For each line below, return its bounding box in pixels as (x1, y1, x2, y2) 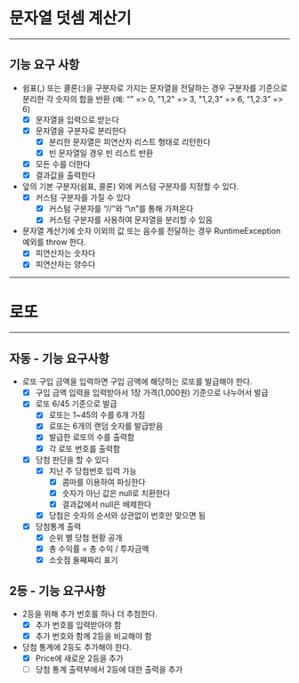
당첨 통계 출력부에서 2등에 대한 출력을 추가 (35, 664, 183, 675)
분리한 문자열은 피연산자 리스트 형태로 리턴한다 (48, 136, 211, 147)
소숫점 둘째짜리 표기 (48, 555, 118, 566)
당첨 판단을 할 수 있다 (35, 454, 109, 465)
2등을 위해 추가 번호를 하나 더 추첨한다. (21, 608, 158, 619)
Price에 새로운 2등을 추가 (35, 653, 124, 663)
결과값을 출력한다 (35, 170, 96, 181)
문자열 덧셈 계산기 (9, 8, 132, 28)
